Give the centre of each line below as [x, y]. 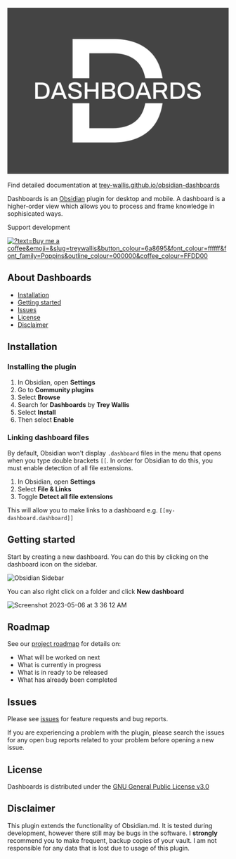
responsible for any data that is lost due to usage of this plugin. [98, 848]
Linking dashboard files [48, 438]
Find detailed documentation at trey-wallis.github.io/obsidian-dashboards [113, 185]
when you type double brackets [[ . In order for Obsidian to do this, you [110, 460]
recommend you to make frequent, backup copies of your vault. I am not [112, 840]
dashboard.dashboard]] [40, 518]
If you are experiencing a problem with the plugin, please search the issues [116, 732]
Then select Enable [46, 420]
